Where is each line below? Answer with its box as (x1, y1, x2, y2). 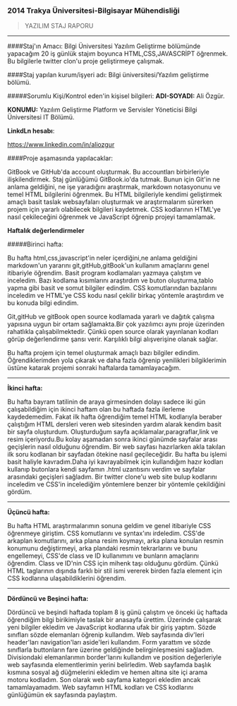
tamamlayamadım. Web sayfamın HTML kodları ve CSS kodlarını (7, 683, 194, 692)
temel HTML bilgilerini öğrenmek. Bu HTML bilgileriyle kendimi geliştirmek (7, 190, 222, 199)
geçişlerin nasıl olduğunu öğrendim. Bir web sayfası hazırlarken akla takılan (7, 443, 226, 451)
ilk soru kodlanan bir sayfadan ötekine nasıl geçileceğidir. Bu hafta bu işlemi (7, 450, 227, 459)
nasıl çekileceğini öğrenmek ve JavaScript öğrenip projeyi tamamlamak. (7, 213, 216, 221)
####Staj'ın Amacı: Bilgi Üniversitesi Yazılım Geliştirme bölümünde (7, 42, 201, 51)
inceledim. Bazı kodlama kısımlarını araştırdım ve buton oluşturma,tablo (7, 276, 214, 285)
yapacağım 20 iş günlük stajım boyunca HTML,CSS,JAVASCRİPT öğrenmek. (7, 49, 228, 58)
